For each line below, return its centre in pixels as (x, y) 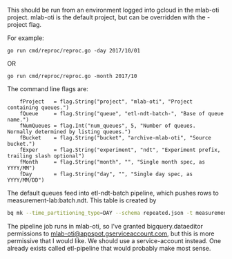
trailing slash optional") (46, 156)
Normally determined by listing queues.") (69, 132)
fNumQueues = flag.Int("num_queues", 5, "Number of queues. (108, 126)
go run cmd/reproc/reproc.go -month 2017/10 (72, 76)
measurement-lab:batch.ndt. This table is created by (82, 200)
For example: (26, 38)
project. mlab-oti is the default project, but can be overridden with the (106, 17)
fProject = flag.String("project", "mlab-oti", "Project (106, 102)
